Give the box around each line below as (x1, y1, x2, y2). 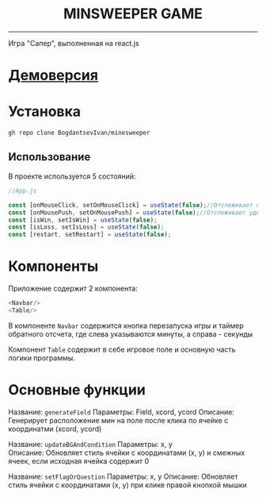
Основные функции (8, 381, 146, 399)
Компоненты (8, 257, 99, 275)
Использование (8, 150, 91, 164)
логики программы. (8, 353, 75, 362)
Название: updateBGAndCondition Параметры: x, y (8, 439, 173, 449)
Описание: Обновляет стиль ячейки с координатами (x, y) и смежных (8, 448, 245, 457)
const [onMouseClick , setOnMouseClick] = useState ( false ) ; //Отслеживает (8, 201, 253, 209)
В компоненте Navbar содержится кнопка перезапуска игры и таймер (8, 321, 244, 330)
